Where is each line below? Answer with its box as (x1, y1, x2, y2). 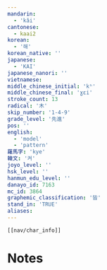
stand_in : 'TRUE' (7, 201, 58, 209)
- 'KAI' (13, 63, 37, 70)
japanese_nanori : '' (7, 69, 68, 76)
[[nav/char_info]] (7, 227, 61, 234)
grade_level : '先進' (7, 115, 65, 122)
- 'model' (13, 135, 42, 142)
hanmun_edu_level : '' (7, 175, 71, 182)
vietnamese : (7, 76, 42, 83)
